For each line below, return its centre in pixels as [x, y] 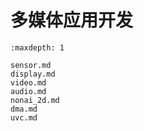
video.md [28, 82]
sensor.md [31, 65]
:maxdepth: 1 [37, 47]
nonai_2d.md [35, 100]
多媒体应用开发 [72, 20]
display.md [33, 74]
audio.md [28, 91]
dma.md [24, 109]
